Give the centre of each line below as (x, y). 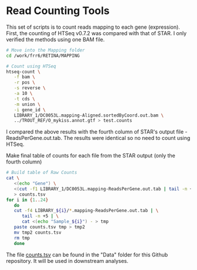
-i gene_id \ (30, 110)
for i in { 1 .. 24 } (27, 200)
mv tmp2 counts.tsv (38, 233)
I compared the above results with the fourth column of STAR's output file (95, 132)
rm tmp (22, 238)
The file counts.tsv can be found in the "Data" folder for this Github (87, 254)
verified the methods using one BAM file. (55, 39)
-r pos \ (24, 83)
